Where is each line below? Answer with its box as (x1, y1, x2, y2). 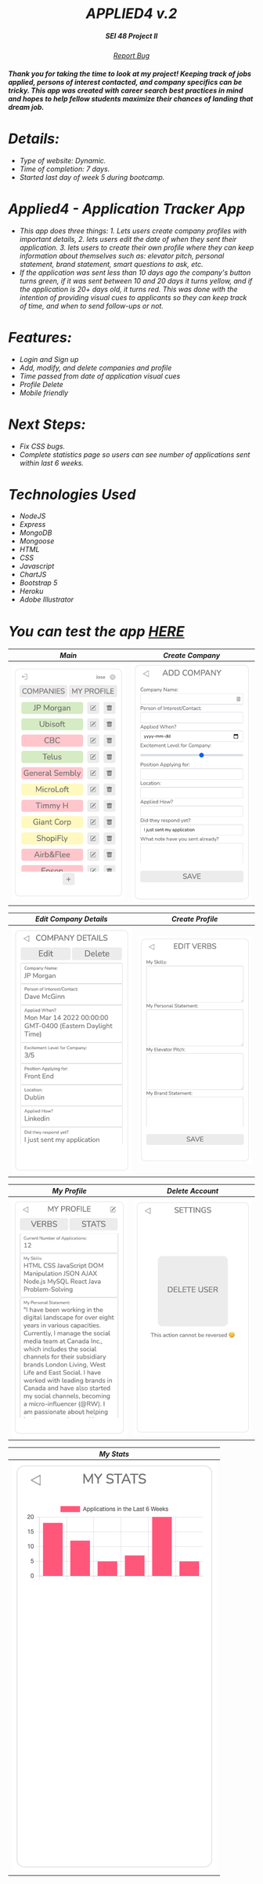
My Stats (99, 1449, 130, 1458)
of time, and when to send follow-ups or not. (19, 301, 164, 310)
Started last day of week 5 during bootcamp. (19, 172, 165, 181)
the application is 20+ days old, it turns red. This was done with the (19, 284, 238, 294)
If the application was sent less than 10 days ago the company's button (19, 268, 251, 277)
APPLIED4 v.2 (85, 5, 178, 23)
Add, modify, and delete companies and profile (19, 363, 172, 372)
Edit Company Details (34, 914, 108, 924)
